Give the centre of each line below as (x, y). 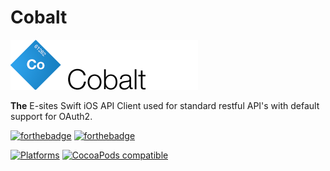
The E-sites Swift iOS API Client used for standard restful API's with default (165, 105)
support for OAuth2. (51, 116)
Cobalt (39, 17)
